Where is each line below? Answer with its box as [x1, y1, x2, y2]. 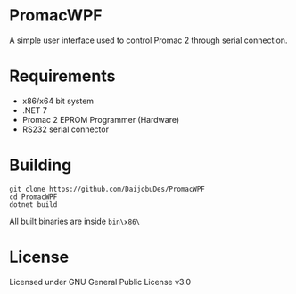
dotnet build [9, 200, 58, 209]
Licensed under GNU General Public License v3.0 [9, 276, 192, 287]
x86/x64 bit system [21, 95, 95, 106]
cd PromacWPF [9, 192, 58, 201]
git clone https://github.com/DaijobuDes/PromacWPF [9, 184, 205, 193]
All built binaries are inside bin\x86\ [9, 216, 141, 226]
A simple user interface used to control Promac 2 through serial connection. [9, 35, 288, 45]
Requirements [9, 66, 116, 86]
